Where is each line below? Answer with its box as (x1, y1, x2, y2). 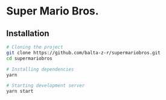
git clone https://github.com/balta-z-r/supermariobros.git (6, 49, 161, 55)
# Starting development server (6, 83, 85, 89)
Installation (6, 28, 49, 39)
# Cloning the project (6, 44, 63, 50)
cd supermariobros (6, 55, 53, 61)
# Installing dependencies (6, 66, 74, 72)
